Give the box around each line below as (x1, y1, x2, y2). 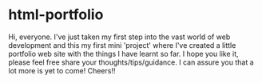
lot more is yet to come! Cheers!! (8, 65, 116, 75)
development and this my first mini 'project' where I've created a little (8, 40, 236, 49)
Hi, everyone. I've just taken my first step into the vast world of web (8, 32, 231, 41)
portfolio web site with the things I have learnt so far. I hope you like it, (8, 49, 239, 58)
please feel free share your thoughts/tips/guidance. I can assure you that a (8, 57, 254, 67)
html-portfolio (8, 6, 104, 24)
